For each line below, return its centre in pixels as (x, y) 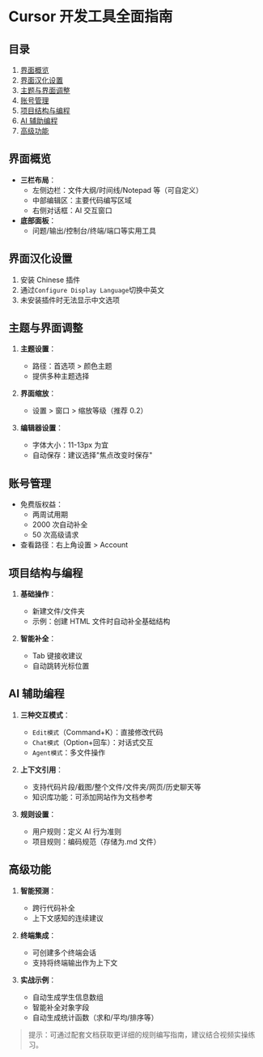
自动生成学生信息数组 (68, 997)
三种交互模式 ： (45, 715)
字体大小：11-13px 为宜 (70, 445)
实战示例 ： (38, 980)
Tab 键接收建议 (57, 656)
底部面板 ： (38, 220)
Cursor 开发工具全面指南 (91, 17)
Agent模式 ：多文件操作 (69, 752)
